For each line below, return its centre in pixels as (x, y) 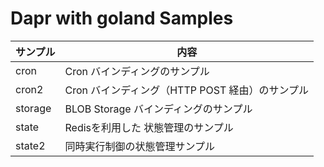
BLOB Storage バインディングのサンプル (158, 109)
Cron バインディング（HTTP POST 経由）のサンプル (187, 90)
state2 (30, 145)
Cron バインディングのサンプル (137, 71)
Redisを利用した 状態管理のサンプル (149, 127)
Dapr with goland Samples (122, 18)
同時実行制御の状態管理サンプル (140, 146)
